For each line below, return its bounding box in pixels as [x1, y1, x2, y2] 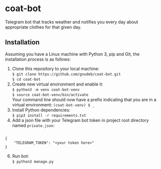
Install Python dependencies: [12, 107, 70, 113]
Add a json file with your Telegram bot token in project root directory [12, 117, 149, 123]
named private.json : [12, 122, 55, 128]
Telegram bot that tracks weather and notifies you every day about [5, 19, 138, 25]
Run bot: [12, 153, 29, 159]
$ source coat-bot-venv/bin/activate [12, 92, 89, 97]
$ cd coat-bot [12, 77, 41, 82]
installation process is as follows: [5, 56, 71, 62]
